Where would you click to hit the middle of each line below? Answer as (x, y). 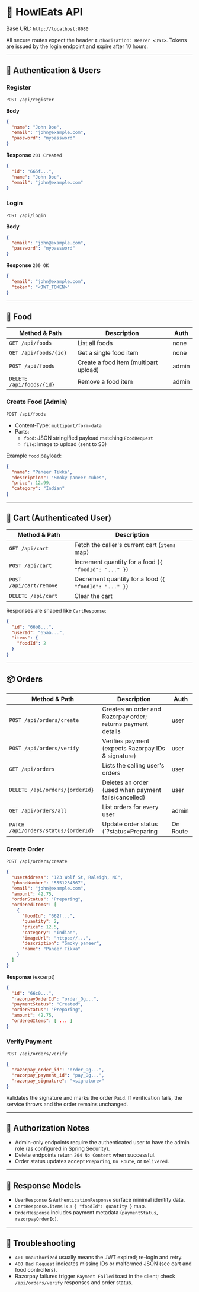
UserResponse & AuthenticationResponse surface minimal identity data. (100, 1200)
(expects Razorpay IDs (134, 748)
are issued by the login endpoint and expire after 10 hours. (77, 46)
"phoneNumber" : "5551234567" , (49, 883)
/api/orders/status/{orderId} (52, 830)
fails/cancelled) (124, 797)
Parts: (22, 431)
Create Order (25, 849)
